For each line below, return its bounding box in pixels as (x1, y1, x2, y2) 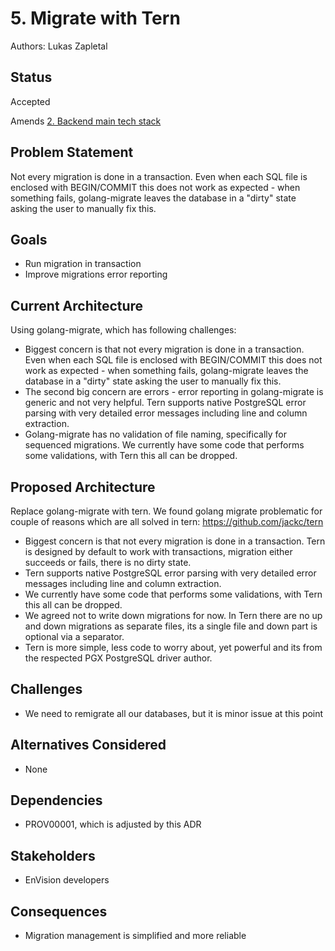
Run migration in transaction (24, 258, 142, 270)
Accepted (10, 95, 51, 107)
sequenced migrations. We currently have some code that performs (24, 439, 305, 451)
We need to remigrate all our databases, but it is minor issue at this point (24, 707, 324, 719)
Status (10, 69, 53, 86)
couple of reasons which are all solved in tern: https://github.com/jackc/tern (10, 516, 324, 527)
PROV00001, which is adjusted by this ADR (24, 818, 202, 831)
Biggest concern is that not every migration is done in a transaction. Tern (24, 535, 326, 547)
